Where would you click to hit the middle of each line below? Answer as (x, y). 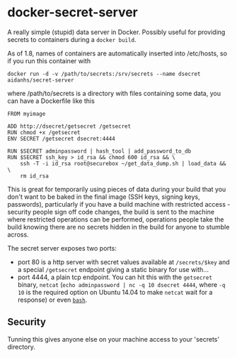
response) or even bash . (52, 300)
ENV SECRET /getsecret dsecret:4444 (61, 139)
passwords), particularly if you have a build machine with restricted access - (119, 204)
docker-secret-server (73, 12)
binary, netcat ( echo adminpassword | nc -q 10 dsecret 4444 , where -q (121, 284)
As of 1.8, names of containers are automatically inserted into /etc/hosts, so (117, 53)
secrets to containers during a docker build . (72, 39)
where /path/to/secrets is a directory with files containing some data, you (114, 93)
